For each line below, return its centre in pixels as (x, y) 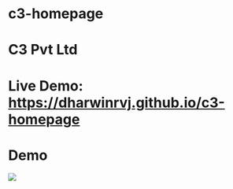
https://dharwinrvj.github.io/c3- (117, 102)
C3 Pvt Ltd (43, 50)
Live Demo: (46, 85)
